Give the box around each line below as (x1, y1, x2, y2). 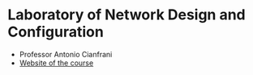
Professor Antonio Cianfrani (19, 49, 113, 59)
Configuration (7, 23, 105, 41)
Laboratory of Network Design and (7, 6, 247, 24)
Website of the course (19, 58, 94, 68)
